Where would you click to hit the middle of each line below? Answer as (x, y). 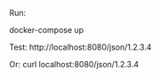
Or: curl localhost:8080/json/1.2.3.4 (74, 64)
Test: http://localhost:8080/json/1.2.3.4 (80, 47)
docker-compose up (47, 30)
